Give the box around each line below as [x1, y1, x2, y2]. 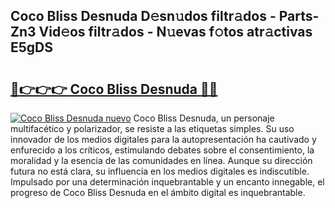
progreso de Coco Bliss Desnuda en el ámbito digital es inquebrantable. [10, 187, 306, 198]
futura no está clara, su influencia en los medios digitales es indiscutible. [10, 165, 310, 177]
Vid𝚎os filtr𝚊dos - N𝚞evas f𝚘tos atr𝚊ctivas [38, 24, 313, 41]
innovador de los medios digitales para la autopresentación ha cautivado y [10, 134, 317, 145]
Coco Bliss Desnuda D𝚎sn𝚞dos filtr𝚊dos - [10, 8, 277, 25]
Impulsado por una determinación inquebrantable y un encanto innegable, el [10, 176, 325, 188]
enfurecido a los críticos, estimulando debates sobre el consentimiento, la [10, 144, 315, 156]
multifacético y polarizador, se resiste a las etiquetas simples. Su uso [10, 123, 295, 134]
